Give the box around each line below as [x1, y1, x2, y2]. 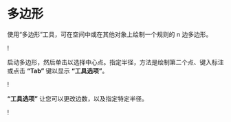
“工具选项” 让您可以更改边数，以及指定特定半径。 [7, 94, 148, 103]
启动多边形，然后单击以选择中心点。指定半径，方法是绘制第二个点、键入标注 [7, 58, 224, 66]
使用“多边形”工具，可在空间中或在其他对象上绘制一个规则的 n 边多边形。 [7, 30, 212, 38]
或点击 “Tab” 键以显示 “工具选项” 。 [7, 66, 109, 75]
